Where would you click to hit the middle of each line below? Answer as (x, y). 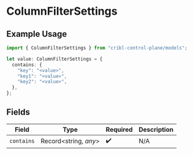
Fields (18, 112)
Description (156, 129)
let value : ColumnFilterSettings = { (55, 59)
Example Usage (37, 34)
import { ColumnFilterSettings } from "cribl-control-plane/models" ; (97, 48)
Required (119, 129)
